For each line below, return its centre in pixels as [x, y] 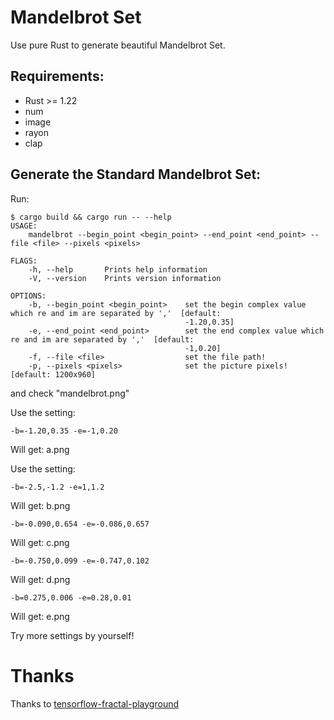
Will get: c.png [40, 542]
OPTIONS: [28, 296]
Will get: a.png [40, 449]
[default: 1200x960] [53, 374]
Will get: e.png [40, 616]
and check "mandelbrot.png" [70, 393]
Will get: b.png [40, 505]
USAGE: [24, 226]
